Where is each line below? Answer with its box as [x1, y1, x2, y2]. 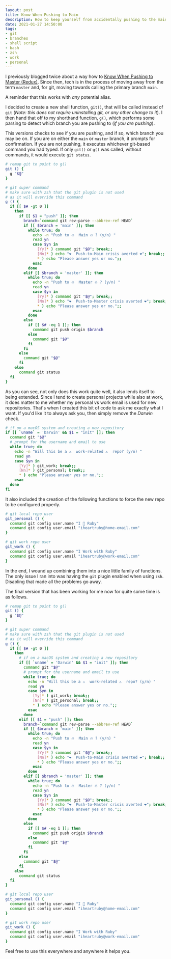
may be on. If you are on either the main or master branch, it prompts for [5, 135, 155, 142]
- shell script [5, 41, 38, 46]
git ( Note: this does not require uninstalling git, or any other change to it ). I [5, 109, 163, 116]
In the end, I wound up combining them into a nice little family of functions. [5, 567, 162, 573]
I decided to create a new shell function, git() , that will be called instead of [5, 104, 164, 110]
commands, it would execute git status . [5, 152, 91, 158]
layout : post [5, 7, 33, 13]
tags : [5, 26, 17, 32]
